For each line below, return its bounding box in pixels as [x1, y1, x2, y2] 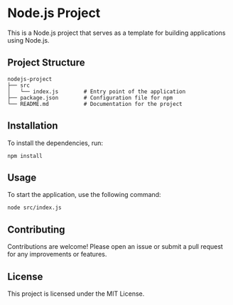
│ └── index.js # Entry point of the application [7, 87, 186, 95]
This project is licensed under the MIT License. [7, 289, 145, 298]
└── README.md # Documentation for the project [7, 100, 183, 107]
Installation [7, 119, 58, 132]
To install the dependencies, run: [7, 139, 104, 147]
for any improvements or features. [7, 250, 107, 259]
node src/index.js [7, 204, 62, 211]
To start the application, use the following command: [7, 191, 161, 199]
